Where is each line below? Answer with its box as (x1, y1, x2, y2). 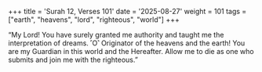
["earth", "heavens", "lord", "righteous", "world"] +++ (8, 15, 180, 24)
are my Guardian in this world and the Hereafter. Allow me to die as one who (8, 47, 254, 56)
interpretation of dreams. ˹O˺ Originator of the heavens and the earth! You (8, 38, 246, 48)
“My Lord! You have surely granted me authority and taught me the (8, 31, 224, 39)
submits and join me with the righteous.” (8, 55, 139, 64)
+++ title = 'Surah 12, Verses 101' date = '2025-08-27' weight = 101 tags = (8, 7, 247, 16)
